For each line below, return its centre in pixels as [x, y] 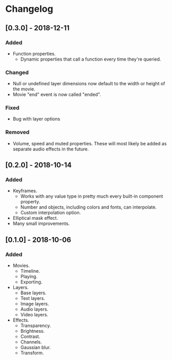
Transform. [32, 353]
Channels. [31, 342]
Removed [17, 132]
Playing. [29, 277]
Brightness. [33, 331]
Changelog [29, 9]
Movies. [21, 266]
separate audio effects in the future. [51, 149]
